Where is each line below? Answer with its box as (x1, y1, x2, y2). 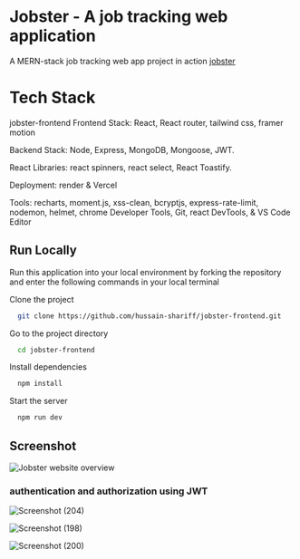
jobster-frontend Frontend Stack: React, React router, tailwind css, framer (9, 117, 284, 128)
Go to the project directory (9, 328, 109, 339)
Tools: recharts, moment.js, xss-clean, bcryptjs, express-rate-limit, (9, 197, 259, 207)
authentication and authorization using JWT (9, 485, 208, 497)
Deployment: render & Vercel (9, 179, 118, 190)
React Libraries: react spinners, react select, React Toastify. (9, 161, 233, 173)
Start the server (9, 396, 68, 407)
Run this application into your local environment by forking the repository (9, 266, 282, 277)
